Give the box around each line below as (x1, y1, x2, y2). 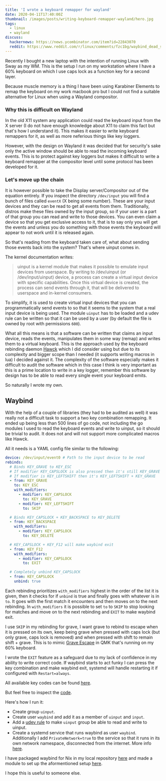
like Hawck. (5, 436, 29, 442)
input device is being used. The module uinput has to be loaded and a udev (5, 310, 159, 316)
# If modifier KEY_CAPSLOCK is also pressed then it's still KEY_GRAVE (9, 469, 161, 474)
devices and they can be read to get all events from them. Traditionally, (5, 203, 150, 209)
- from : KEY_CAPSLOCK (9, 574, 54, 579)
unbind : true (14, 579, 41, 584)
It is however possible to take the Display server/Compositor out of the (5, 187, 149, 193)
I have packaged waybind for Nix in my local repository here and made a (5, 755, 153, 761)
